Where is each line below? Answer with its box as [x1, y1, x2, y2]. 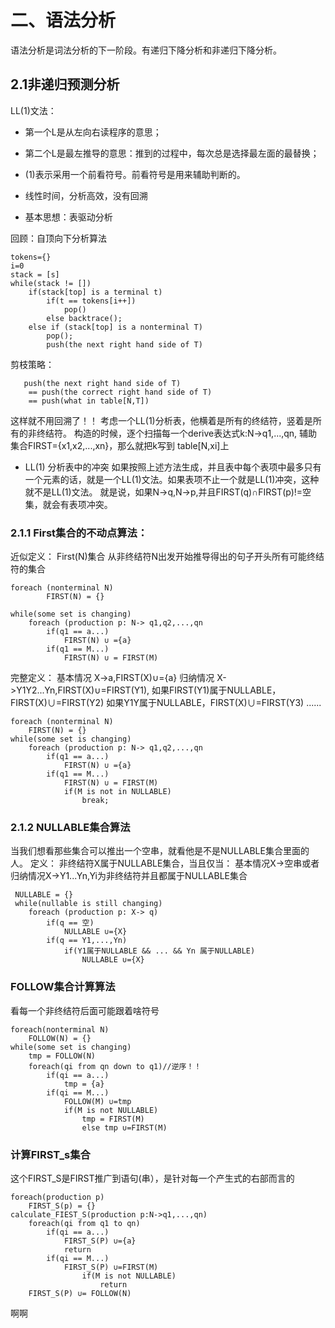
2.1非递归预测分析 [10, 76, 120, 93]
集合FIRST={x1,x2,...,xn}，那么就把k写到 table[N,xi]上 [10, 439, 230, 451]
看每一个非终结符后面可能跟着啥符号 [10, 1004, 160, 1016]
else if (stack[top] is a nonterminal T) [28, 322, 203, 332]
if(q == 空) [46, 918, 95, 928]
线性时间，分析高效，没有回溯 [24, 189, 148, 201]
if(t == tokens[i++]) [46, 296, 137, 306]
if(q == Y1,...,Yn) [46, 936, 128, 946]
